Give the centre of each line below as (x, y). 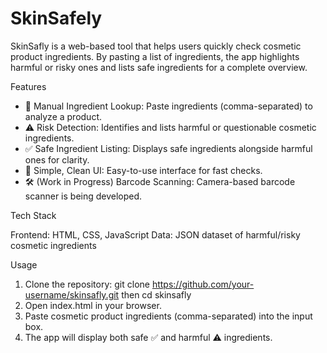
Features (28, 86)
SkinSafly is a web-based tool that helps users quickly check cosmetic (156, 46)
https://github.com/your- (203, 284)
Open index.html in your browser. (93, 305)
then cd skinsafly (156, 294)
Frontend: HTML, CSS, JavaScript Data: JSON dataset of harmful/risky (155, 234)
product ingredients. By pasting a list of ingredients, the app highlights (155, 56)
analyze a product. (63, 116)
